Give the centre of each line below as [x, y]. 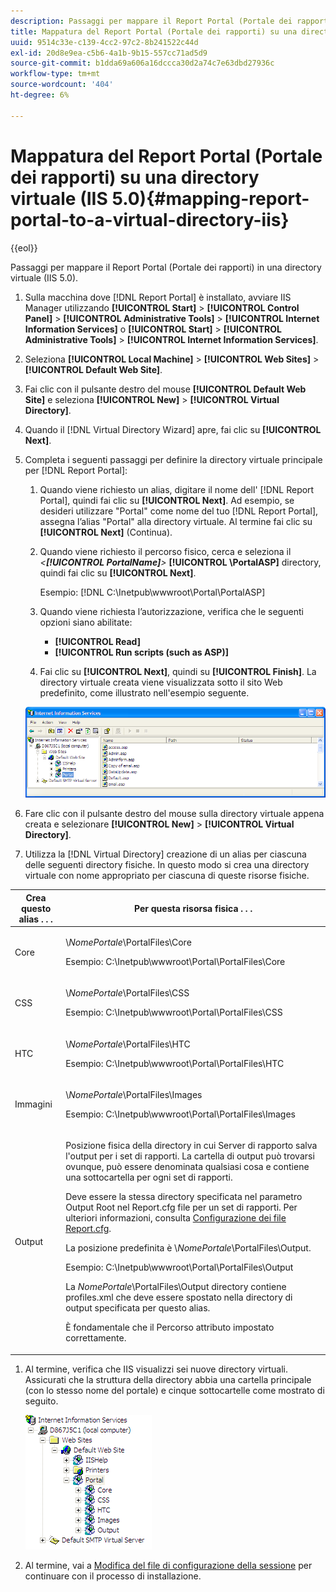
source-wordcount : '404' [62, 85]
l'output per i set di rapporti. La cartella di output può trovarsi [190, 1156]
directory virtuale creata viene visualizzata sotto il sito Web [161, 682]
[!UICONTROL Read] [97, 641]
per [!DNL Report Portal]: [76, 470]
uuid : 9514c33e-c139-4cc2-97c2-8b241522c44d [104, 42]
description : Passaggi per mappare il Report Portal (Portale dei [151, 21]
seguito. [41, 1401]
